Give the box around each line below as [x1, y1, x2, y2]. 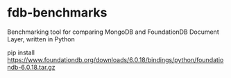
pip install [7, 48, 35, 57]
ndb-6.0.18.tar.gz [7, 63, 55, 71]
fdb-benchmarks [7, 5, 108, 21]
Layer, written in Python [7, 35, 75, 43]
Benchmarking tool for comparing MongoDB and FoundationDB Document [7, 28, 220, 36]
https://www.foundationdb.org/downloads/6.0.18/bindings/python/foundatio [7, 55, 224, 64]
